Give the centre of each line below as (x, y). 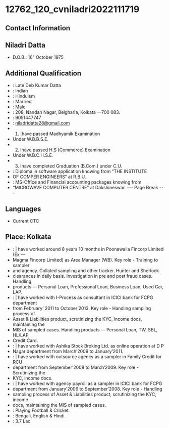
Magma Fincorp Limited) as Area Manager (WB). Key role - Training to (85, 260)
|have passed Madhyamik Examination (60, 134)
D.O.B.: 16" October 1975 (38, 57)
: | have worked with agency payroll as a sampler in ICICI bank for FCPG (87, 383)
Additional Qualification (43, 73)
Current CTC (26, 221)
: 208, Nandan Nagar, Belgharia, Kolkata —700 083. (66, 112)
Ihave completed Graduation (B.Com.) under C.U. (71, 166)
